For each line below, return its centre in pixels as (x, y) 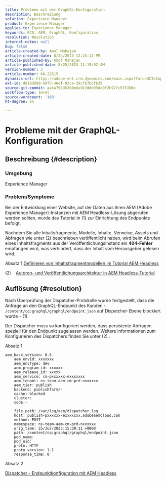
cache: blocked (30, 394)
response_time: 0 (32, 455)
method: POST (27, 420)
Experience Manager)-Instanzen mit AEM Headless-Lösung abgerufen (77, 213)
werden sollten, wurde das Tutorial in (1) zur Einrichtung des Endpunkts (78, 218)
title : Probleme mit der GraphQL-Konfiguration (55, 10)
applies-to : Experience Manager (38, 28)
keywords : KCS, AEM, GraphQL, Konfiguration (52, 33)
